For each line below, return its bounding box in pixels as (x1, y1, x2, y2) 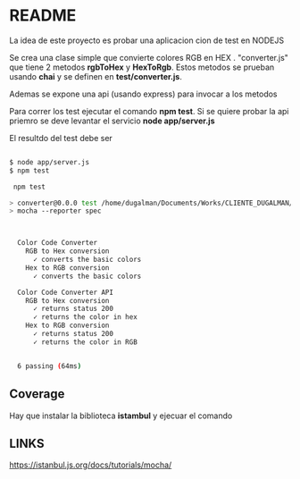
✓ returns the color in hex (32, 313, 138, 322)
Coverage (9, 386, 65, 402)
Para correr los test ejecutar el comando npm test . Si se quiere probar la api (9, 105, 289, 116)
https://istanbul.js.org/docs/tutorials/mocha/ (9, 459, 172, 470)
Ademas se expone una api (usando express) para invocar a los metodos (9, 88, 278, 99)
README (9, 5, 77, 26)
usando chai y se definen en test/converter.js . (9, 71, 183, 81)
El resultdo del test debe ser (9, 132, 113, 143)
